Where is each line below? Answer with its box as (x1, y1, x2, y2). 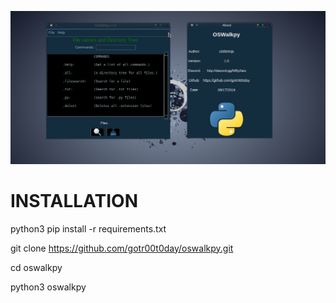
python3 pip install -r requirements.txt (10, 222, 167, 235)
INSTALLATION (10, 189, 138, 212)
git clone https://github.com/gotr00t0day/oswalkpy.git (10, 242, 234, 254)
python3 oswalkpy (10, 281, 87, 293)
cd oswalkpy (10, 261, 63, 273)
